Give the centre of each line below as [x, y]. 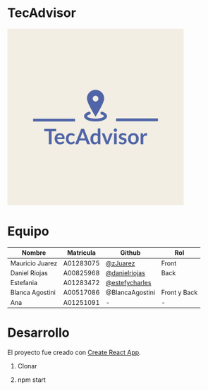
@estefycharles [128, 283]
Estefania [24, 283]
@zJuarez [120, 263]
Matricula [81, 253]
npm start [31, 380]
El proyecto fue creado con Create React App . [74, 353]
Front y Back [179, 293]
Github [130, 253]
